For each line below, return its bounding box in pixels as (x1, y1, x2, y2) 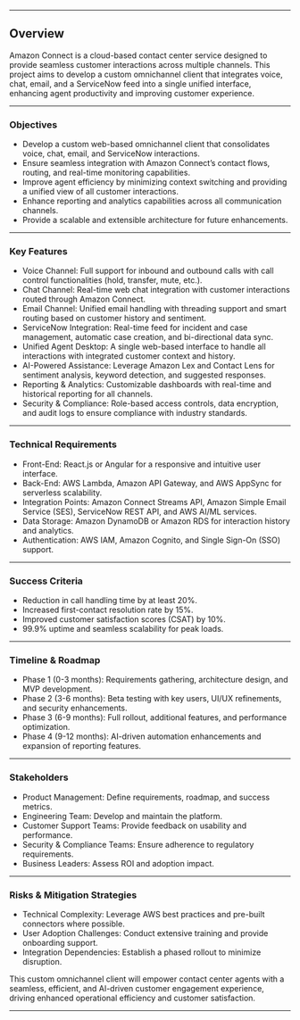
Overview (9, 26, 65, 41)
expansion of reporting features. (21, 741, 141, 751)
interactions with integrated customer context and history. (21, 351, 236, 361)
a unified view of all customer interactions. (21, 187, 179, 197)
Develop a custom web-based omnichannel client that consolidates (21, 139, 271, 150)
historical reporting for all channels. (21, 389, 154, 400)
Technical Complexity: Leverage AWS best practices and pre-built (21, 908, 265, 919)
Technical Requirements (9, 438, 118, 451)
